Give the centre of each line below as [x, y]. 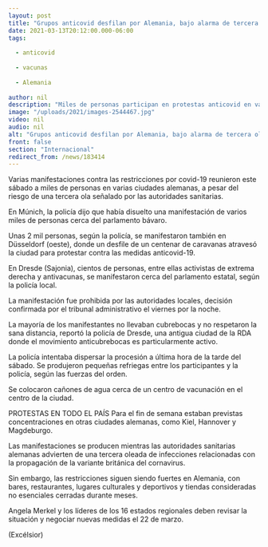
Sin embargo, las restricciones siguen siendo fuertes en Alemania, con [124, 478]
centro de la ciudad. [41, 398]
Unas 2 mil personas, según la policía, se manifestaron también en [117, 236]
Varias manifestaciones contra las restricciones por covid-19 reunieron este [132, 180]
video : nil [26, 120]
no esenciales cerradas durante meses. [73, 495]
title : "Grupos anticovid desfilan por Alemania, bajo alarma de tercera [134, 23]
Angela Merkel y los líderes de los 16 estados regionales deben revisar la [128, 511]
